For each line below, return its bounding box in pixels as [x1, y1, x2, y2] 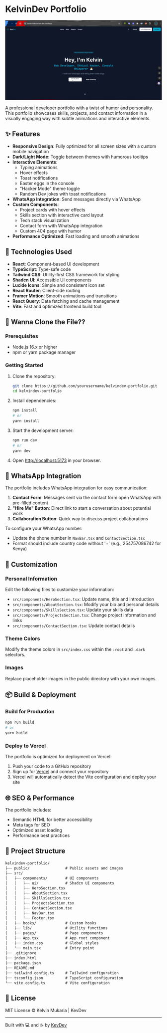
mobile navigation [12, 148, 49, 154]
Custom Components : [12, 201, 59, 207]
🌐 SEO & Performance [5, 794, 75, 802]
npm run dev [12, 437, 37, 442]
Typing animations [19, 164, 58, 170]
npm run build [5, 720, 35, 725]
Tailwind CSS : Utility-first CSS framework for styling [12, 271, 120, 277]
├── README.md [5, 965, 35, 971]
